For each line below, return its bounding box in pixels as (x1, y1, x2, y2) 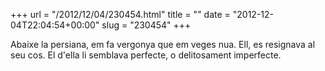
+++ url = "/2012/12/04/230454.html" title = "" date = (10, 9, 231, 20)
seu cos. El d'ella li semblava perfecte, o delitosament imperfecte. (10, 49, 282, 61)
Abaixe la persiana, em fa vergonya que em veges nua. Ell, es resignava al (10, 39, 316, 50)
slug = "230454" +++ (101, 19, 192, 31)
